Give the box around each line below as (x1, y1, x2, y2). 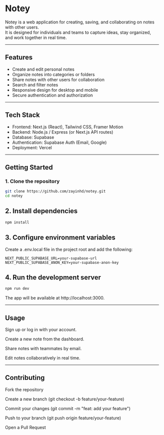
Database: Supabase (12, 134, 55, 140)
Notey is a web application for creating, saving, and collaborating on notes (5, 19, 155, 25)
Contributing (5, 374, 45, 382)
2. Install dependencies (5, 207, 78, 215)
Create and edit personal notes (12, 66, 75, 72)
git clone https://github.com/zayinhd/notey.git (5, 189, 106, 194)
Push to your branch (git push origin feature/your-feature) (5, 415, 121, 421)
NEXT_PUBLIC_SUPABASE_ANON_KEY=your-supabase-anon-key (5, 260, 119, 265)
